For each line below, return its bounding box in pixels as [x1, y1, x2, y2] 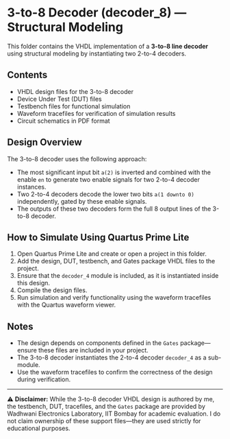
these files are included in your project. [38, 346, 149, 355]
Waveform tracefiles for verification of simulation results [16, 109, 176, 117]
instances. [16, 182, 47, 191]
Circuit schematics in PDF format [16, 117, 111, 125]
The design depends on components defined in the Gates [16, 339, 179, 347]
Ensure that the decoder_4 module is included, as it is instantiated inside [16, 272, 219, 280]
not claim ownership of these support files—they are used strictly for [7, 417, 201, 425]
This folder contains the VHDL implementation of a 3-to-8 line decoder [7, 42, 209, 50]
